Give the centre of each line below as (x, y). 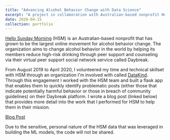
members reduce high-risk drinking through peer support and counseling (81, 55)
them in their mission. (28, 107)
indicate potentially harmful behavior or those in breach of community (78, 91)
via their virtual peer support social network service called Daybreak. (77, 60)
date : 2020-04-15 (24, 19)
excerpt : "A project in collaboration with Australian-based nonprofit (82, 15)
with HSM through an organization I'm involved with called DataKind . (77, 75)
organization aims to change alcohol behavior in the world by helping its (80, 49)
